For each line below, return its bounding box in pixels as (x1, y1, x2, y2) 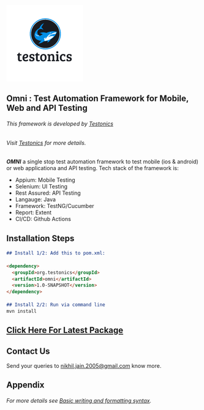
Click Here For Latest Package (6, 325, 124, 335)
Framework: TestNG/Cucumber (15, 203, 94, 210)
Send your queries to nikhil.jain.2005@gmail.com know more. (6, 362, 162, 369)
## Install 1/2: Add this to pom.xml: (6, 250, 105, 256)
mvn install (6, 308, 37, 314)
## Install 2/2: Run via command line (6, 302, 105, 308)
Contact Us (6, 346, 50, 356)
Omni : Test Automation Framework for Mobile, (6, 94, 189, 104)
